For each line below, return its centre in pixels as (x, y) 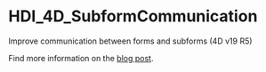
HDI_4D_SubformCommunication (133, 16)
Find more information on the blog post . (81, 58)
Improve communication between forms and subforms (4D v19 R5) (130, 41)
